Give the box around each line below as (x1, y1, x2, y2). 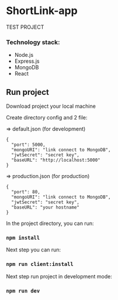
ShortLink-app (6, 4, 78, 18)
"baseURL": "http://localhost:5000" (11, 157, 100, 163)
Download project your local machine (6, 103, 96, 110)
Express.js (14, 57, 40, 65)
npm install (6, 234, 40, 241)
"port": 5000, (11, 142, 46, 148)
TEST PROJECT (6, 23, 44, 30)
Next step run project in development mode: (6, 272, 112, 279)
